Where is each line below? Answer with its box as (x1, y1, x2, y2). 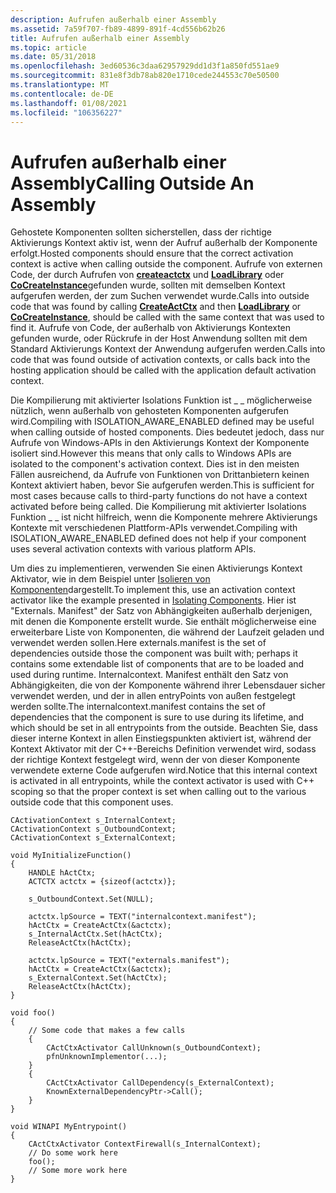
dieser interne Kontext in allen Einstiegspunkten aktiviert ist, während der (10, 732, 312, 745)
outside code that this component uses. (10, 796, 174, 808)
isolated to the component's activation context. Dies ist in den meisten (10, 458, 300, 470)
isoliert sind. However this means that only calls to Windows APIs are (10, 447, 292, 460)
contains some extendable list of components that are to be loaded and (10, 658, 305, 670)
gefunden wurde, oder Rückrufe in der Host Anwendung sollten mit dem (10, 332, 308, 345)
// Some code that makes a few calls (28, 1026, 186, 1036)
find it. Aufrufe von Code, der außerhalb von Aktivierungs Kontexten (10, 322, 292, 334)
